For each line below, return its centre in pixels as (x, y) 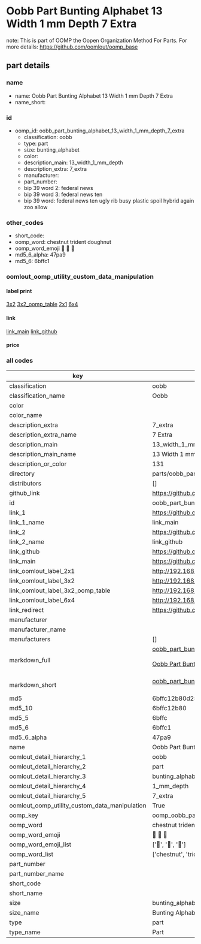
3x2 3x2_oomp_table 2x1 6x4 (42, 304)
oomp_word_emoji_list (40, 845)
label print (19, 291)
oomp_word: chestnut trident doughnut (63, 242)
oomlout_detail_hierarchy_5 (48, 796)
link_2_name (27, 542)
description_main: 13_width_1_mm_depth (74, 162)
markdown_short (33, 685)
